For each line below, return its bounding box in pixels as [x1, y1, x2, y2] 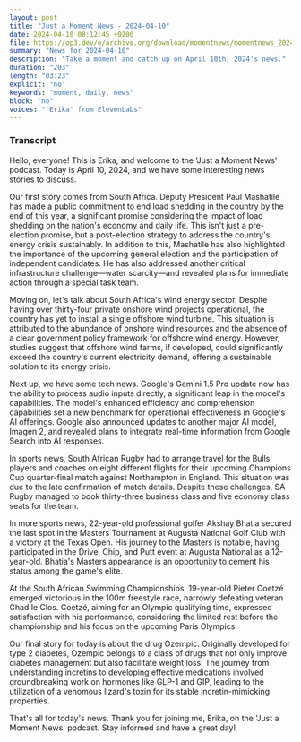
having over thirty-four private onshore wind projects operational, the [9, 304, 265, 315]
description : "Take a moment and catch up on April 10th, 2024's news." [9, 55, 287, 64]
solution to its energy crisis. [9, 360, 111, 372]
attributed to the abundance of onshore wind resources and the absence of [9, 323, 288, 333]
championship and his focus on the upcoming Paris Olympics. [9, 620, 237, 632]
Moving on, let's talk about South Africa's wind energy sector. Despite [9, 294, 268, 305]
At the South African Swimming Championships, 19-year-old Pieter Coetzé [9, 582, 284, 593]
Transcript [9, 134, 56, 147]
